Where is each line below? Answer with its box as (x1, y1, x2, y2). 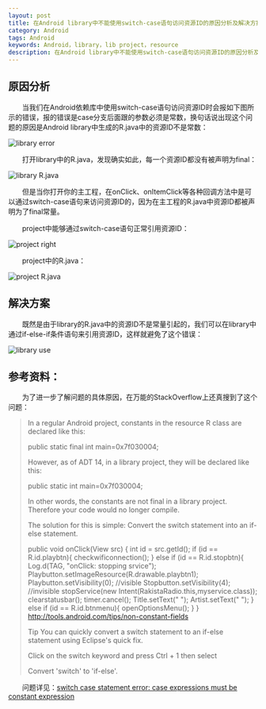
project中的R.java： (22, 256, 85, 265)
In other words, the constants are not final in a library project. (27, 497, 228, 507)
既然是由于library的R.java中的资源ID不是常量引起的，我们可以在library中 (22, 319, 257, 329)
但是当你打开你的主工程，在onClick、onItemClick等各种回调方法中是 (22, 187, 245, 196)
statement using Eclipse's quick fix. (27, 636, 144, 645)
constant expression (8, 692, 75, 701)
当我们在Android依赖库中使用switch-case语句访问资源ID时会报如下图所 (22, 102, 255, 112)
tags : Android (8, 33, 55, 42)
